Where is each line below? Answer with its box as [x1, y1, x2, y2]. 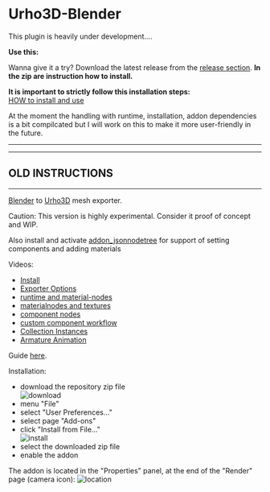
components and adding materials [8, 243, 122, 254]
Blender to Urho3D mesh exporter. [8, 195, 123, 205]
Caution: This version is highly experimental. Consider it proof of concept [8, 211, 252, 221]
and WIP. [8, 219, 39, 229]
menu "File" [19, 399, 59, 408]
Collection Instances [19, 326, 88, 336]
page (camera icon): [8, 474, 76, 484]
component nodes [19, 309, 81, 319]
